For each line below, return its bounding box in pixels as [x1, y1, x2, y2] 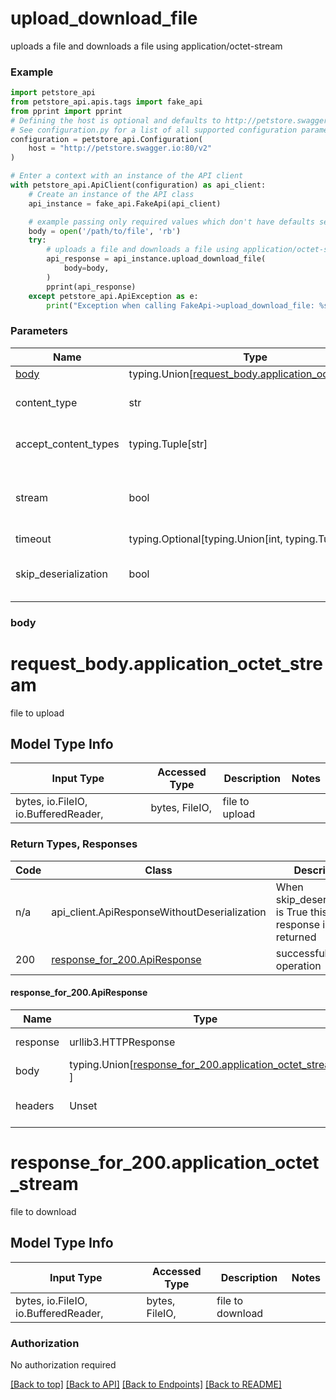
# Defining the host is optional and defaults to [10, 115, 222, 126]
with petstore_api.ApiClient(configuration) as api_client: [10, 180, 267, 191]
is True [275, 905, 308, 919]
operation [275, 958, 322, 972]
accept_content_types [15, 437, 120, 451]
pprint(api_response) [46, 282, 137, 292]
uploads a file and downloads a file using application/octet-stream [10, 40, 283, 52]
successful [275, 946, 328, 960]
